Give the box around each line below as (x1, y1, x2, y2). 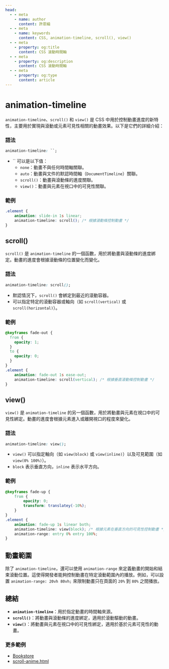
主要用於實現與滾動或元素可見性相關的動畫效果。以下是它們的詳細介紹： (14, 123, 164, 129)
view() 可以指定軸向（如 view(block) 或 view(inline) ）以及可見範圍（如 (12, 451, 162, 457)
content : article (18, 77, 55, 82)
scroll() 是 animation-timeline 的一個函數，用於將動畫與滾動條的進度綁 (5, 250, 156, 257)
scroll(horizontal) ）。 (12, 305, 60, 311)
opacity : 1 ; (14, 340, 39, 345)
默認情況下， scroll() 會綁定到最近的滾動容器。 (12, 292, 112, 298)
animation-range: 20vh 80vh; (11, 579, 72, 584)
